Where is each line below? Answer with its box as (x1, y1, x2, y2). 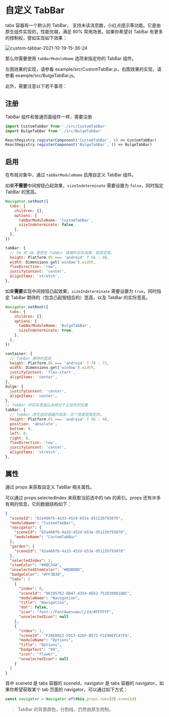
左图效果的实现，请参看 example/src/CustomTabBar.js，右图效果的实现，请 (5, 66, 161, 72)
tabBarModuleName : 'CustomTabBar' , (18, 217, 94, 223)
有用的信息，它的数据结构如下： (5, 501, 72, 507)
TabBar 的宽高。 (5, 189, 39, 195)
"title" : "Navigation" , (18, 600, 69, 605)
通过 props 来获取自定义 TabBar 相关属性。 (5, 484, 95, 490)
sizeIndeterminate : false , (18, 223, 76, 228)
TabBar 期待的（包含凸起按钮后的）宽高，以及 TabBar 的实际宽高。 (11, 294, 150, 300)
